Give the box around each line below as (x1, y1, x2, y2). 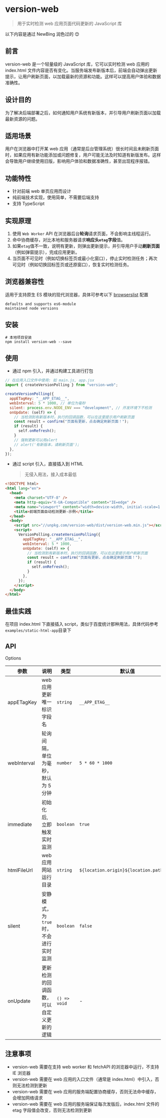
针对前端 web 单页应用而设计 (12, 188, 72, 194)
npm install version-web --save (5, 339, 72, 344)
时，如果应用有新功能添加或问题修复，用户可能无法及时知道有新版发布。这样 (5, 152, 161, 158)
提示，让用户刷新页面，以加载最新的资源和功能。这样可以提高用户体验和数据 (5, 73, 161, 79)
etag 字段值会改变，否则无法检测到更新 (12, 1107, 92, 1113)
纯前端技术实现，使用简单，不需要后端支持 (12, 194, 99, 200)
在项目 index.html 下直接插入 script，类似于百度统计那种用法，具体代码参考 (5, 621, 159, 627)
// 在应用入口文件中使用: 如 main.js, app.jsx (5, 378, 95, 383)
